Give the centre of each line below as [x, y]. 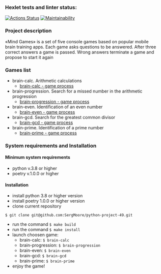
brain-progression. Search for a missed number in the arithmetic [77, 91]
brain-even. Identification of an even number [57, 107]
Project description [28, 31]
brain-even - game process [47, 112]
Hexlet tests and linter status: [41, 7]
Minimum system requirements [38, 157]
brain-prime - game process [48, 133]
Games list [18, 70]
